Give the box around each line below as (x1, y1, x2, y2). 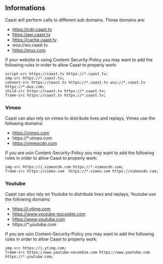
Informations (5, 4, 46, 12)
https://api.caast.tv (12, 31, 50, 37)
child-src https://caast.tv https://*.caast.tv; (5, 88, 106, 94)
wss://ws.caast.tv (12, 42, 48, 48)
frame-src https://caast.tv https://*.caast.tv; (5, 93, 106, 97)
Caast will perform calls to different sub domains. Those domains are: (5, 17, 145, 23)
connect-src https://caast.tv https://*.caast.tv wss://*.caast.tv (5, 80, 146, 85)
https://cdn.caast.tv (12, 26, 52, 32)
